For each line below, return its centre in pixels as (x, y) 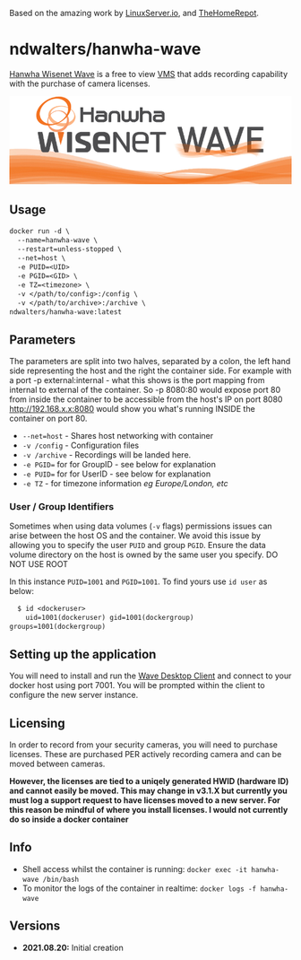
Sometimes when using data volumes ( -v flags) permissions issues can (141, 526)
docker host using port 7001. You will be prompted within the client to (138, 685)
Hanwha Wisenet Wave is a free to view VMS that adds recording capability (149, 74)
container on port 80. (48, 419)
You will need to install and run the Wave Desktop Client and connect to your (150, 676)
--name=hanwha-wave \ (58, 240)
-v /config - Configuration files (81, 445)
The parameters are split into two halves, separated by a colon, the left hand (150, 362)
